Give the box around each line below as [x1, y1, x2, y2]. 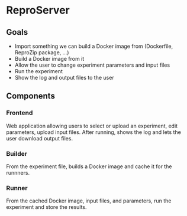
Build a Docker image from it [14, 55, 85, 62]
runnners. [6, 169, 30, 176]
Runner [6, 184, 28, 192]
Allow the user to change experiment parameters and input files [14, 61, 170, 68]
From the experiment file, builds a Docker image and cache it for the [6, 163, 172, 170]
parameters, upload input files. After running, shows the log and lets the [6, 128, 182, 136]
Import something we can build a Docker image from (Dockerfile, [14, 42, 173, 50]
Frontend [6, 109, 33, 117]
